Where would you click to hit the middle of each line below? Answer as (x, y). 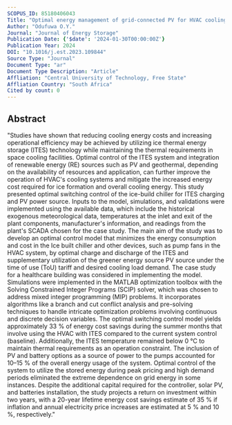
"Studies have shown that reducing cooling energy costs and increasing (109, 135)
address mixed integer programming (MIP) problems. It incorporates (104, 296)
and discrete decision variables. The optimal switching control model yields (114, 319)
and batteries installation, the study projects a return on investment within (112, 392)
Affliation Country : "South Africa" (60, 84)
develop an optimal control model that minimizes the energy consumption (112, 238)
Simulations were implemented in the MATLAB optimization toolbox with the (115, 282)
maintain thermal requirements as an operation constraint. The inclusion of (113, 348)
